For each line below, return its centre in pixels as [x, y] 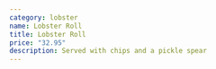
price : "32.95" [38, 43]
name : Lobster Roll [46, 26]
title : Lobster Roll [48, 34]
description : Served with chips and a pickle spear [108, 51]
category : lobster [44, 17]
